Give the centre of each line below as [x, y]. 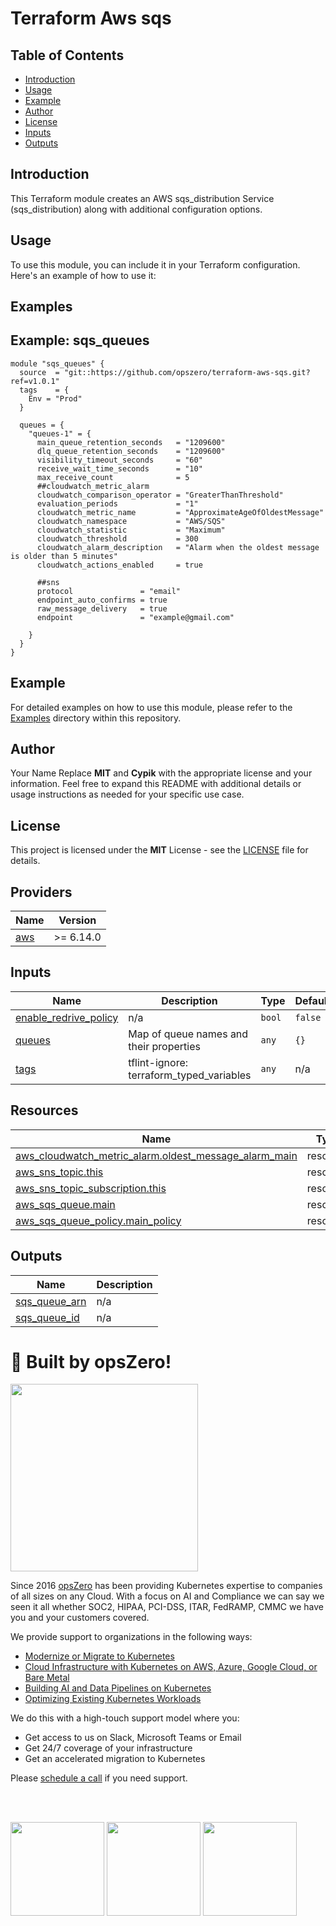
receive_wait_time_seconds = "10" [119, 468]
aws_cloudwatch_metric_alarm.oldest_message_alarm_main [156, 1155]
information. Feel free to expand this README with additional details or [156, 784]
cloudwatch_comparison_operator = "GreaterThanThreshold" [160, 495]
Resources [44, 1110]
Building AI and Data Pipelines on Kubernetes [118, 1688]
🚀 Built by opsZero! [91, 1361]
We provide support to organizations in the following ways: [131, 1637]
